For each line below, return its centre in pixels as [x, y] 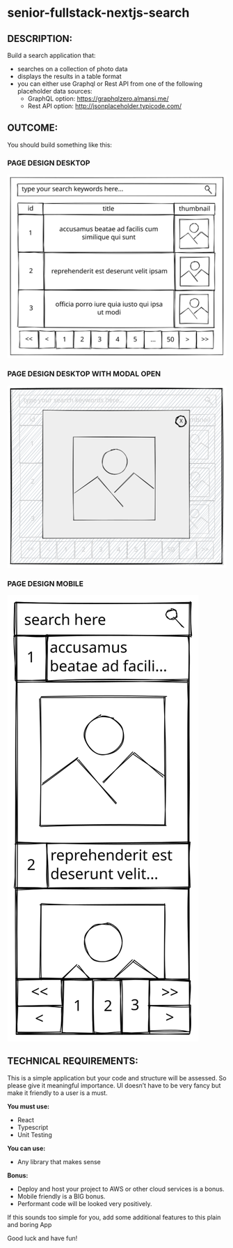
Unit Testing [34, 1135]
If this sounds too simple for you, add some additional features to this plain [114, 1217]
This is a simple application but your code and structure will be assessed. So [117, 1078]
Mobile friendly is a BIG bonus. [61, 1196]
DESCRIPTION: [40, 39]
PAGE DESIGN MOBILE [45, 583]
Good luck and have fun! [42, 1238]
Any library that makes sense [59, 1161]
